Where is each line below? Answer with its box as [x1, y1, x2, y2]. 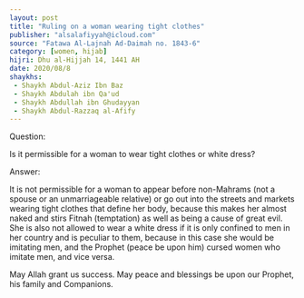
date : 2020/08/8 [9, 65, 71, 74]
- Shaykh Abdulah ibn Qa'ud [13, 89, 120, 98]
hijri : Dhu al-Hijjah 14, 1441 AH [9, 55, 141, 65]
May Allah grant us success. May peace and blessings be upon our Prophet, [9, 269, 295, 280]
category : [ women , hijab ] [9, 47, 107, 56]
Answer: [9, 166, 41, 177]
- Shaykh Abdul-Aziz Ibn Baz [13, 81, 124, 90]
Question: [9, 131, 46, 142]
